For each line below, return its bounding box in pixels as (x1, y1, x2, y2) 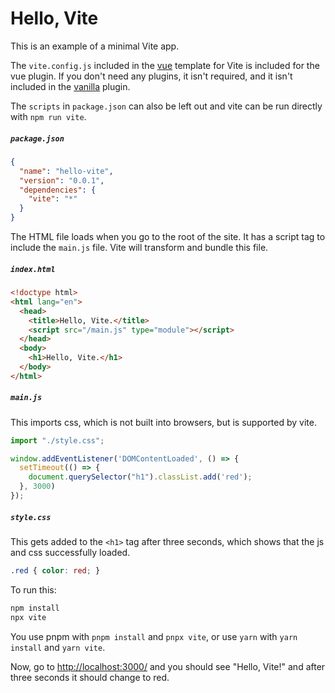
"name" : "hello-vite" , (19, 166, 114, 176)
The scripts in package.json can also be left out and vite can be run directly (10, 100, 323, 112)
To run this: (10, 583, 57, 596)
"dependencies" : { (19, 185, 97, 195)
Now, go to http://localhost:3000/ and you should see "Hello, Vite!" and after (10, 660, 326, 672)
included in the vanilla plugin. (10, 80, 131, 92)
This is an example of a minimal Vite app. (10, 40, 180, 52)
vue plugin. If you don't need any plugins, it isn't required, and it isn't (10, 70, 293, 82)
